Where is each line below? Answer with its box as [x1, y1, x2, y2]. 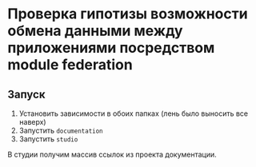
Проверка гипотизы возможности [7, 5, 249, 23]
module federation [7, 56, 133, 74]
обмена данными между [7, 22, 183, 40]
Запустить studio [18, 134, 78, 144]
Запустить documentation [18, 125, 103, 135]
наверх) [18, 117, 46, 126]
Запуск [7, 87, 46, 101]
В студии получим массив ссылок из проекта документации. [7, 149, 217, 159]
